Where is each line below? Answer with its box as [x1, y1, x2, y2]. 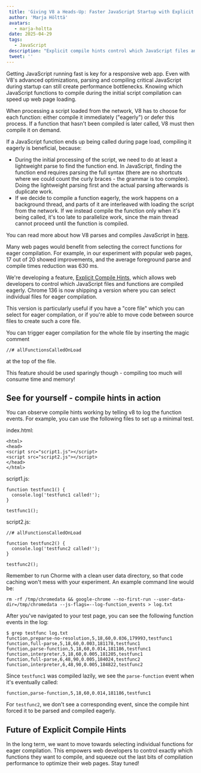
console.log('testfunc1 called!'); [11, 492, 100, 499]
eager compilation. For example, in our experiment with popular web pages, [6, 249, 193, 256]
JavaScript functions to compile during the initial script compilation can [6, 89, 182, 96]
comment [6, 335, 30, 342]
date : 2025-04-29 [8, 31, 52, 37]
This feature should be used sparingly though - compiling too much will [6, 369, 182, 376]
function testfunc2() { [6, 541, 66, 547]
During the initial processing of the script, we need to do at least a [14, 156, 178, 163]
